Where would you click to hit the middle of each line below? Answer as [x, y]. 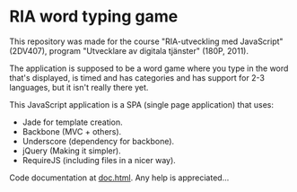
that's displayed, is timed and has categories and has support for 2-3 [137, 77]
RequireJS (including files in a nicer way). [99, 160]
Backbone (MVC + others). [72, 131]
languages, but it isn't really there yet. [79, 87]
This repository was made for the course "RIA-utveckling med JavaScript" [147, 41]
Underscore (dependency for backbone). [98, 141]
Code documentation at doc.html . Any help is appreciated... [119, 178]
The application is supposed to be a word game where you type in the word [149, 68]
